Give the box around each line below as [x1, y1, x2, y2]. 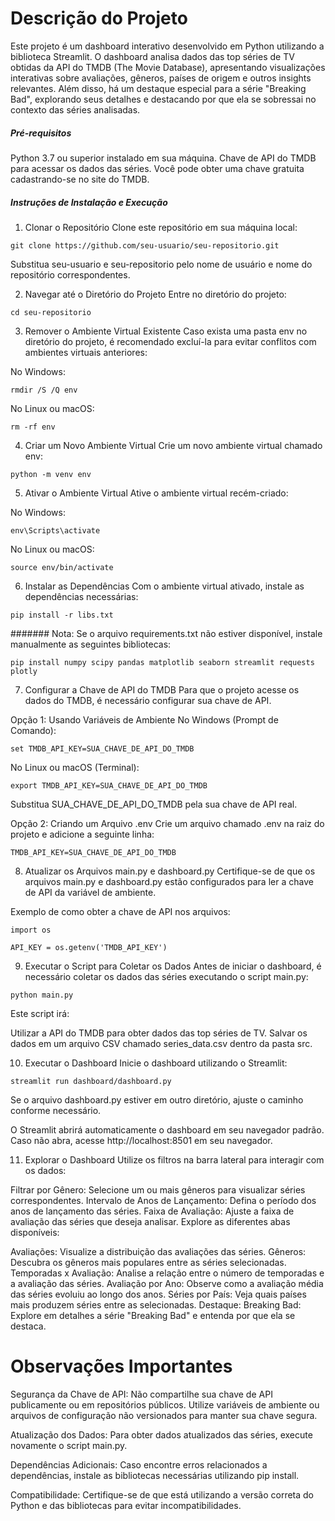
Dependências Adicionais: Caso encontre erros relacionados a [10, 1458, 268, 1471]
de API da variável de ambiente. [24, 886, 157, 898]
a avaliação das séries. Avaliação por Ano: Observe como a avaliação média [10, 1277, 324, 1289]
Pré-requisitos [10, 127, 72, 139]
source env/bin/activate [10, 562, 114, 572]
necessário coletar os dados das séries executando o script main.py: [24, 970, 309, 982]
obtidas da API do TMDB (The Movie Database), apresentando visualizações [10, 61, 326, 73]
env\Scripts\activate [10, 525, 101, 536]
